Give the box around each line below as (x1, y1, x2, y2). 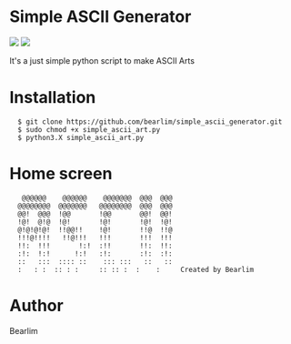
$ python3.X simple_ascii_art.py (17, 133, 145, 142)
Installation (9, 87, 96, 108)
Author (9, 296, 64, 316)
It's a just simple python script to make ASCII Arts (9, 55, 196, 66)
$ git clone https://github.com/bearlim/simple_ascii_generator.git (17, 116, 283, 126)
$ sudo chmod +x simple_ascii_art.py (17, 125, 161, 134)
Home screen (9, 164, 113, 184)
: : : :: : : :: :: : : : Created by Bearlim (17, 265, 255, 274)
